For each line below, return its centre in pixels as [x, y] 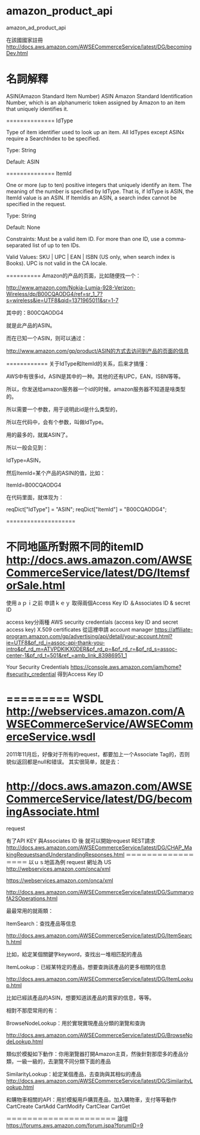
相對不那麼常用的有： [32, 1010]
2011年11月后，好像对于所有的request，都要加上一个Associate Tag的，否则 [98, 754]
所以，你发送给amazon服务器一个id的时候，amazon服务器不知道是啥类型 [96, 389]
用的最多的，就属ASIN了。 [39, 434]
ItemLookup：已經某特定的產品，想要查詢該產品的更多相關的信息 [86, 967]
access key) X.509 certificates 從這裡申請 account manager [80, 629]
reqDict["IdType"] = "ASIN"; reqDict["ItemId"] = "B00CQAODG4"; [87, 509]
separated [19, 245]
